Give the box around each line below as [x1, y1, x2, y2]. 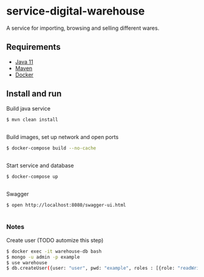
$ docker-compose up [6, 174, 59, 180]
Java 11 [15, 58, 33, 65]
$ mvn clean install [6, 117, 59, 123]
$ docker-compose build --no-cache [6, 145, 97, 151]
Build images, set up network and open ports [6, 133, 119, 140]
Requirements [6, 42, 61, 52]
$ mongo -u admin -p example [6, 254, 80, 260]
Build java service [6, 104, 50, 112]
